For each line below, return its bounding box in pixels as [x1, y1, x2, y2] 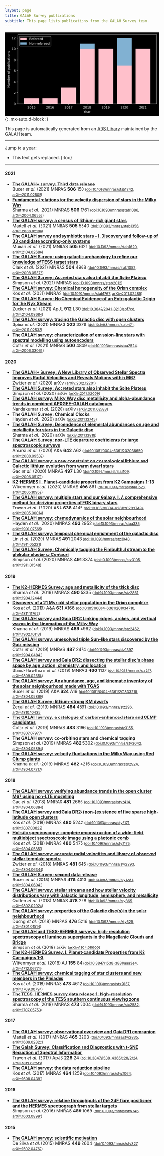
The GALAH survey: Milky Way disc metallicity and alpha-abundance [12, 395, 156, 401]
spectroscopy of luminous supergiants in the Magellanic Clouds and [12, 934, 154, 940]
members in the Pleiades [12, 975, 64, 981]
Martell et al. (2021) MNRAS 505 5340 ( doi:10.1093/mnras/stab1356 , [12, 223, 140, 229]
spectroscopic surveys [12, 442, 60, 448]
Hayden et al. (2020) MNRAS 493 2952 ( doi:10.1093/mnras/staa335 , [12, 520, 141, 526]
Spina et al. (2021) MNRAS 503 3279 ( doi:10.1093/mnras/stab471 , [12, 322, 135, 327]
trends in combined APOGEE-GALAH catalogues [12, 401, 113, 407]
